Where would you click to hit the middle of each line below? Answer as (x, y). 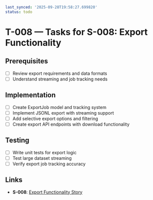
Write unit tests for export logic (44, 152)
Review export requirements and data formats (60, 73)
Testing (17, 140)
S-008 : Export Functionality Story (47, 192)
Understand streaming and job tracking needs (60, 79)
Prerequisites (27, 61)
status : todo (19, 12)
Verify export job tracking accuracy (49, 164)
